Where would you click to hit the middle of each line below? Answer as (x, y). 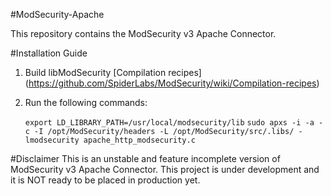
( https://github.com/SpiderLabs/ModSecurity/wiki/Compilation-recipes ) (172, 83)
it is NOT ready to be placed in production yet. (105, 180)
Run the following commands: (86, 102)
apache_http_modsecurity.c (139, 140)
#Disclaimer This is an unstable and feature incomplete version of (145, 158)
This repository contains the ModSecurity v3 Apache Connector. (143, 33)
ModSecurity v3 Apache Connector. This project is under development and (165, 169)
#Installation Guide (49, 53)
